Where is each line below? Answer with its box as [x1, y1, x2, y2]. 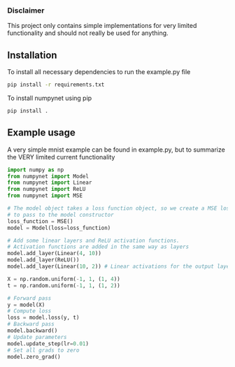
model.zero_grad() [7, 353, 61, 360]
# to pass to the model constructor [7, 211, 114, 218]
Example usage [7, 127, 76, 138]
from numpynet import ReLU [7, 186, 86, 193]
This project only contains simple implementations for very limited [7, 22, 197, 30]
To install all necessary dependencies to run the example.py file [7, 68, 191, 76]
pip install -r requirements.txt [7, 81, 105, 89]
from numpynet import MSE [7, 192, 83, 199]
